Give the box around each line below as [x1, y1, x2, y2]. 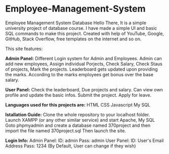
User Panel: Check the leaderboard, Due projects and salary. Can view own [5, 86, 163, 92]
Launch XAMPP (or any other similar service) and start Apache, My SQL [5, 117, 155, 123]
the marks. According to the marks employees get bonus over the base [5, 71, 153, 77]
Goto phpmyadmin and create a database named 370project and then [5, 122, 151, 128]
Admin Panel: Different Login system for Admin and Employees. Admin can [5, 55, 162, 61]
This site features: [5, 45, 43, 52]
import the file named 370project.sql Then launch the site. [5, 127, 126, 134]
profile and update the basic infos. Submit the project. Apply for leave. [5, 92, 152, 98]
